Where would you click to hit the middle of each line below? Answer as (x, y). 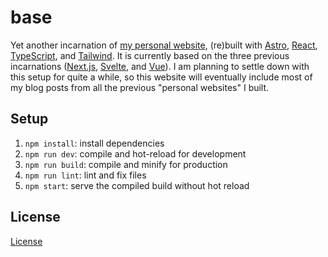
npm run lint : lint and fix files (85, 175)
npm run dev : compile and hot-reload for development (135, 153)
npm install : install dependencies (94, 143)
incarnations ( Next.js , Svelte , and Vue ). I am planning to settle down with (160, 66)
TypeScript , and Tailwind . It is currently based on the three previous (150, 55)
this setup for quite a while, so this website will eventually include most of (161, 77)
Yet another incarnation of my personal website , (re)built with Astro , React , (164, 45)
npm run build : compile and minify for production (126, 164)
